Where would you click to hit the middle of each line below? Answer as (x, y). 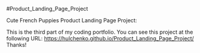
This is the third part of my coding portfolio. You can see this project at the (100, 32)
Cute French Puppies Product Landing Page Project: (72, 20)
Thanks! (16, 45)
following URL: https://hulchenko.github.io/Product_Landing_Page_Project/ (100, 38)
